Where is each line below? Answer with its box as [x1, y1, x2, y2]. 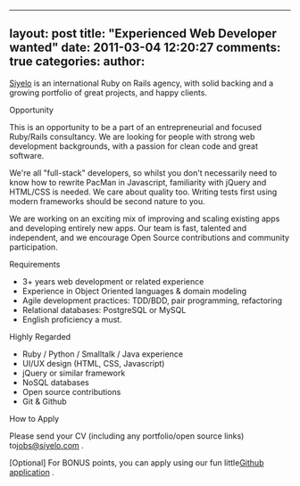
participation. [9, 242, 58, 252]
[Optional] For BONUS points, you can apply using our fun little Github [9, 457, 264, 468]
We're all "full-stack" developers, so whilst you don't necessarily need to [9, 167, 278, 178]
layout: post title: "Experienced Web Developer [9, 26, 277, 41]
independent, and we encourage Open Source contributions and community [9, 232, 290, 243]
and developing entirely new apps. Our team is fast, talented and [9, 222, 247, 233]
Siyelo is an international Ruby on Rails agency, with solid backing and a [9, 78, 274, 88]
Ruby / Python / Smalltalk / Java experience [21, 349, 184, 359]
